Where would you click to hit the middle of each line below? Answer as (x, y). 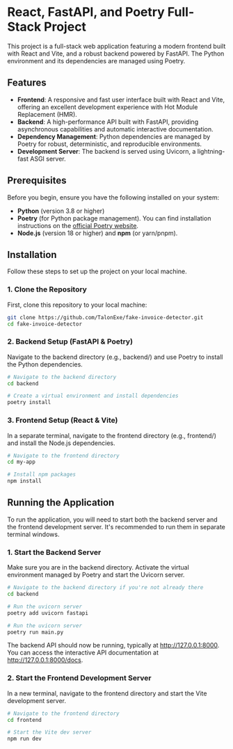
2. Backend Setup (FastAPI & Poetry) (70, 341)
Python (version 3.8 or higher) (61, 211)
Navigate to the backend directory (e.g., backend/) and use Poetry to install (115, 357)
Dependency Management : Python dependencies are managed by (114, 136)
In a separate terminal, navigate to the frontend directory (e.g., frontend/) (112, 435)
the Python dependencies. (45, 364)
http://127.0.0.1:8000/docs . (45, 660)
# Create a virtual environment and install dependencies (93, 396)
